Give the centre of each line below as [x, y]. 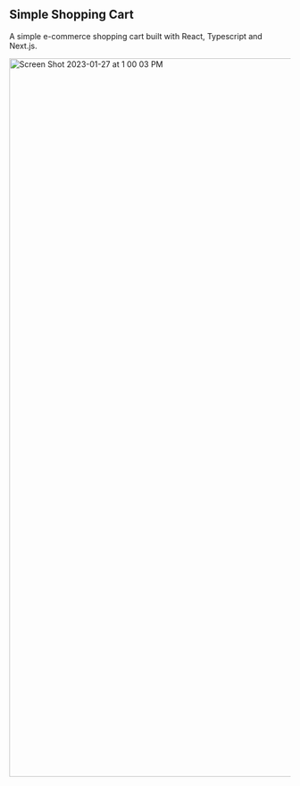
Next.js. [23, 46]
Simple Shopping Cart [71, 15]
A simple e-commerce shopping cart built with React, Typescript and [136, 36]
